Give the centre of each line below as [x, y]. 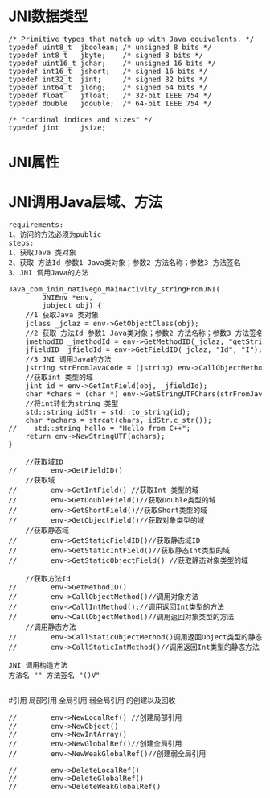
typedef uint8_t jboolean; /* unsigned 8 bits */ [110, 47]
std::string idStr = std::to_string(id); [108, 412]
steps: [21, 243]
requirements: [36, 225]
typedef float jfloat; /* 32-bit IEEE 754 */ [110, 95]
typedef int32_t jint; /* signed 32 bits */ [108, 79]
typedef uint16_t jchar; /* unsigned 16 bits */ [112, 63]
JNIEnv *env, [68, 298]
